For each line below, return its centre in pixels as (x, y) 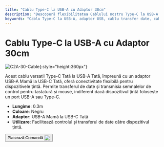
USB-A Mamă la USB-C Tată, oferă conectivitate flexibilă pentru (69, 82)
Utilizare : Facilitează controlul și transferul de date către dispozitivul (81, 122)
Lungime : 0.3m (27, 106)
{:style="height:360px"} (63, 67)
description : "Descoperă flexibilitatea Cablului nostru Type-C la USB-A (82, 14)
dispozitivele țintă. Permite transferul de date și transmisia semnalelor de (78, 86)
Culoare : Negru (28, 112)
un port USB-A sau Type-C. (33, 97)
